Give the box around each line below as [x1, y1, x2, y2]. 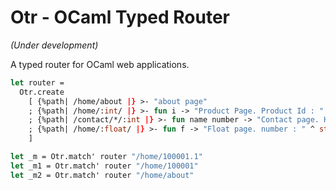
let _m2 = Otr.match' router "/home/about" [10, 170, 195, 180]
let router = [10, 77, 65, 88]
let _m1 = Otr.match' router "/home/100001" [10, 161, 199, 171]
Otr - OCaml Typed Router [10, 6, 231, 29]
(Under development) [10, 39, 99, 51]
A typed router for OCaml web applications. [10, 58, 190, 70]
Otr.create [19, 87, 65, 97]
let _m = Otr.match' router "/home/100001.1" [10, 152, 203, 162]
